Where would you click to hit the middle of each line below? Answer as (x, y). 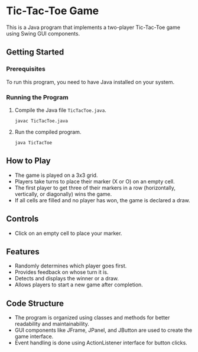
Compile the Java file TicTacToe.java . (60, 110)
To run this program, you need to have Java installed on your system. (90, 82)
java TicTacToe (33, 143)
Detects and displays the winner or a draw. (67, 279)
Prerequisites (26, 69)
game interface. (34, 337)
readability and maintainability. (52, 324)
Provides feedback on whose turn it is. (61, 272)
